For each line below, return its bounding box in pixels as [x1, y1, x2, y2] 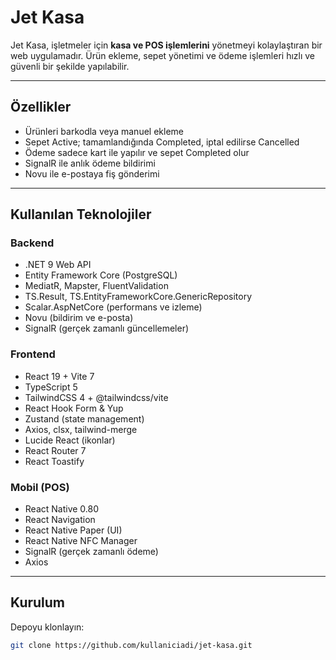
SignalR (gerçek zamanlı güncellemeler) [24, 322, 190, 335]
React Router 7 [24, 444, 87, 456]
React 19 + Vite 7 [24, 370, 95, 382]
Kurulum [10, 594, 66, 611]
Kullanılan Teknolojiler [10, 206, 152, 223]
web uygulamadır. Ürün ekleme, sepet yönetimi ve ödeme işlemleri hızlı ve [10, 49, 316, 61]
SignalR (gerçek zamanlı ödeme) [24, 546, 159, 558]
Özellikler [10, 99, 72, 116]
